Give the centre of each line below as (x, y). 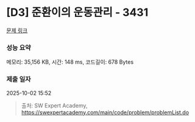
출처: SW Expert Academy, (54, 105)
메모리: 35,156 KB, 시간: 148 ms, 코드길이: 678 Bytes (70, 62)
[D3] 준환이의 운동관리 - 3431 (77, 12)
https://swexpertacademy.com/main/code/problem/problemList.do (105, 112)
